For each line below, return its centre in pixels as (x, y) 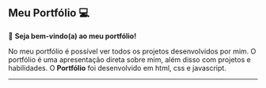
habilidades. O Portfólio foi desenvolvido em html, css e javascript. (118, 68)
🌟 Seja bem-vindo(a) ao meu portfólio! (72, 36)
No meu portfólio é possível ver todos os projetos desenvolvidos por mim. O (132, 51)
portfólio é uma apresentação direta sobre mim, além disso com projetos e (129, 59)
